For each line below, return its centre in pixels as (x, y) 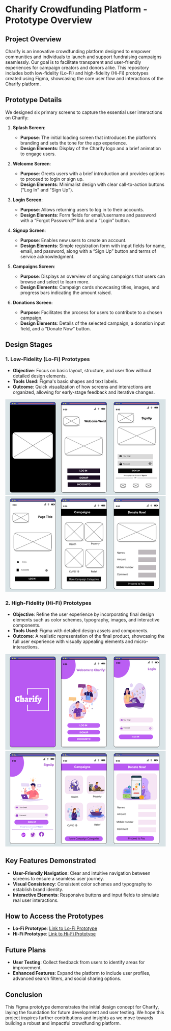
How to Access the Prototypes (54, 916)
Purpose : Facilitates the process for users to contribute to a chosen (91, 312)
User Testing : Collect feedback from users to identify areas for (79, 962)
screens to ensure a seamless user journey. (58, 878)
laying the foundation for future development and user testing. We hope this (85, 1013)
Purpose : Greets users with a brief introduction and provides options (92, 173)
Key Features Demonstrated (51, 861)
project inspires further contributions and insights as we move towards (79, 1018)
